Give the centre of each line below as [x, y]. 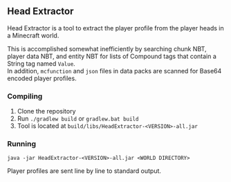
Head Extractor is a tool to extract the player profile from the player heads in [115, 28]
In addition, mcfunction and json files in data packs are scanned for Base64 [114, 71]
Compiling [25, 96]
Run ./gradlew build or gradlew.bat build [78, 119]
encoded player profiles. [42, 78]
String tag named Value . [41, 63]
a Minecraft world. [33, 35]
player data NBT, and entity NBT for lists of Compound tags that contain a [112, 56]
